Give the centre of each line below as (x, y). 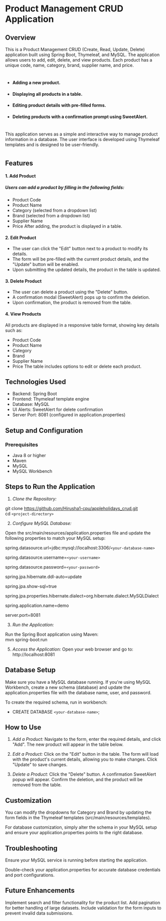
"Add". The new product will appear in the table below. (68, 744)
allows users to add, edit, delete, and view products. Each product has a (79, 60)
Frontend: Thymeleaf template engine (51, 399)
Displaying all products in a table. (47, 94)
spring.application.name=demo (37, 605)
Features (19, 164)
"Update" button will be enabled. (46, 264)
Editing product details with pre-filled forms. (59, 105)
